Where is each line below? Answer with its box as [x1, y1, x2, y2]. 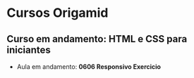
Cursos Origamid [6, 5, 109, 21]
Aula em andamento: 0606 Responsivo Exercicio [16, 63, 162, 71]
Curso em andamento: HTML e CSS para [6, 33, 188, 45]
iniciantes [6, 44, 51, 56]
